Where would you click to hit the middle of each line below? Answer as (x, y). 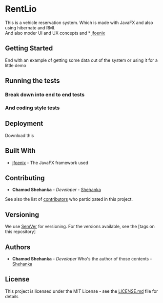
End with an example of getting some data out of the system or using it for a (81, 60)
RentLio (21, 9)
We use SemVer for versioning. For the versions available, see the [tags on (80, 227)
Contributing (25, 178)
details (12, 296)
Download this (20, 135)
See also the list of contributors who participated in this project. (69, 199)
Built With (20, 151)
